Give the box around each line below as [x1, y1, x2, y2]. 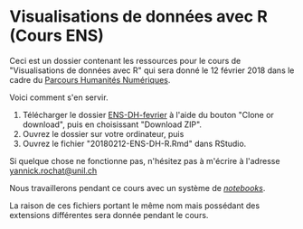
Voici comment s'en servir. [9, 92, 109, 103]
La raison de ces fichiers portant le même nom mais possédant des [9, 200, 260, 211]
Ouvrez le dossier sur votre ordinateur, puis [22, 128, 185, 139]
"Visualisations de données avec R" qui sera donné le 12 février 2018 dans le [9, 65, 295, 76]
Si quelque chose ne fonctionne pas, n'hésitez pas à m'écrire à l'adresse [9, 155, 280, 166]
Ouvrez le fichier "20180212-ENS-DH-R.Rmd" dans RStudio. [22, 138, 247, 149]
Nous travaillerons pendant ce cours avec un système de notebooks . [9, 182, 266, 193]
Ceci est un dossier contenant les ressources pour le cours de [9, 55, 241, 66]
